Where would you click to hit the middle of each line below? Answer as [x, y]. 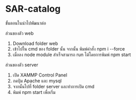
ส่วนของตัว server [22, 65]
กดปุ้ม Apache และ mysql [37, 81]
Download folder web [35, 43]
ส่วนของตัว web [20, 33]
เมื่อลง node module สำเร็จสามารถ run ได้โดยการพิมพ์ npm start [72, 55]
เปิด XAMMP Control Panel [40, 75]
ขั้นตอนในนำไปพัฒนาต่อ [26, 23]
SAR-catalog [33, 9]
